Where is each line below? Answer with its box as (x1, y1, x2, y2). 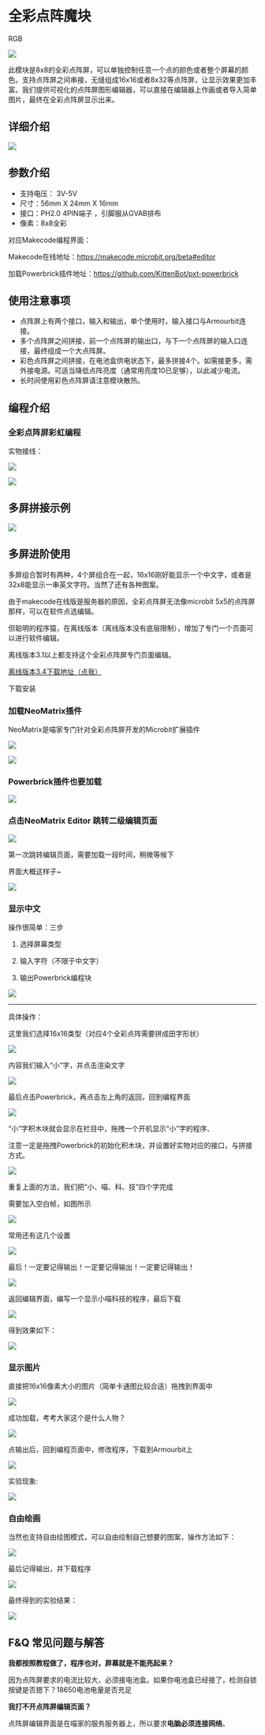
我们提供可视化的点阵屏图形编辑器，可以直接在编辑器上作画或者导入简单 (21, 85, 257, 94)
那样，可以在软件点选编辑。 (8, 606, 99, 616)
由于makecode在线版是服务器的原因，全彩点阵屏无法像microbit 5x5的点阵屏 (8, 597, 256, 606)
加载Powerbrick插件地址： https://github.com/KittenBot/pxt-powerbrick (8, 268, 239, 278)
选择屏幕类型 (19, 939, 62, 949)
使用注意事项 (8, 294, 71, 307)
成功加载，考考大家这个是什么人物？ (8, 1413, 126, 1422)
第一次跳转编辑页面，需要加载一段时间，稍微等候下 (8, 850, 174, 859)
